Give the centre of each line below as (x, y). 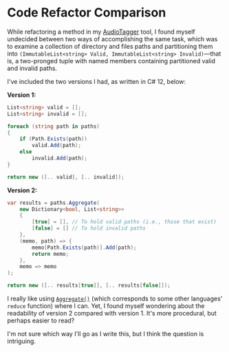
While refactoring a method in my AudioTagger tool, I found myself (101, 32)
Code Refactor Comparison (87, 13)
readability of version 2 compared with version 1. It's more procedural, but (112, 313)
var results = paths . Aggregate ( (53, 203)
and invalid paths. (32, 68)
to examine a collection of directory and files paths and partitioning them (110, 46)
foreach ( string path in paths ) (53, 126)
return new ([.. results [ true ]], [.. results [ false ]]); (89, 286)
